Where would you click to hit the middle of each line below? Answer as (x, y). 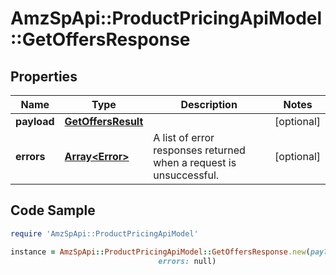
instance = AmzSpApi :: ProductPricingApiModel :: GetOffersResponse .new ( (160, 252)
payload (35, 121)
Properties (44, 76)
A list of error (184, 137)
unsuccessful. (186, 175)
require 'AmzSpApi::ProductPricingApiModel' (104, 233)
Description (209, 104)
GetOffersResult (104, 121)
